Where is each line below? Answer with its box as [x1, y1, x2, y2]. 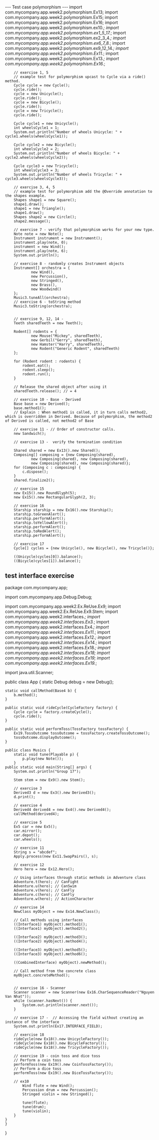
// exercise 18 [14, 1032, 44, 1037]
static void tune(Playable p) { [14, 752, 79, 757]
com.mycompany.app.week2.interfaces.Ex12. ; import [5, 634, 111, 640]
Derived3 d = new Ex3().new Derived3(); [14, 790, 96, 795]
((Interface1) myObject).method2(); [14, 926, 88, 931]
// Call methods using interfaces [14, 917, 83, 923]
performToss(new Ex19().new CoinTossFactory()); [14, 1062, 114, 1067]
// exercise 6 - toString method [14, 299, 81, 304]
